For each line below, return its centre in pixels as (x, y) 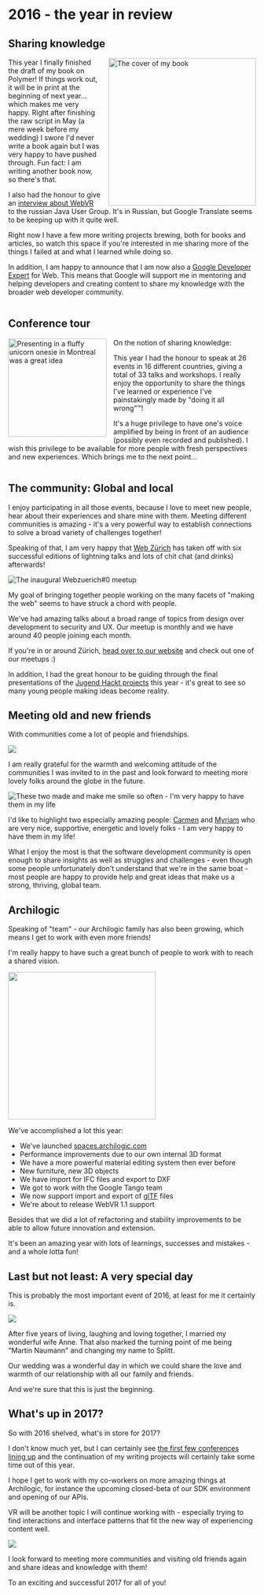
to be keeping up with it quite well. (64, 220)
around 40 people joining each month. (70, 635)
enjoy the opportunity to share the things (180, 382)
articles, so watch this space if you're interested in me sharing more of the (128, 243)
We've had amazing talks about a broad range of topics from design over (126, 618)
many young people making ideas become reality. (89, 691)
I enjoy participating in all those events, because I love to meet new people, (130, 507)
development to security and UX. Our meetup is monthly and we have (121, 626)
